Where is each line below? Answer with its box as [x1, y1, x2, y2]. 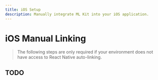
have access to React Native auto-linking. [17, 54, 102, 60]
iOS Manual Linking [5, 33, 86, 44]
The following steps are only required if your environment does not [17, 49, 154, 55]
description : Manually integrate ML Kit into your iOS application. [5, 12, 149, 17]
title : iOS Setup [5, 7, 41, 12]
